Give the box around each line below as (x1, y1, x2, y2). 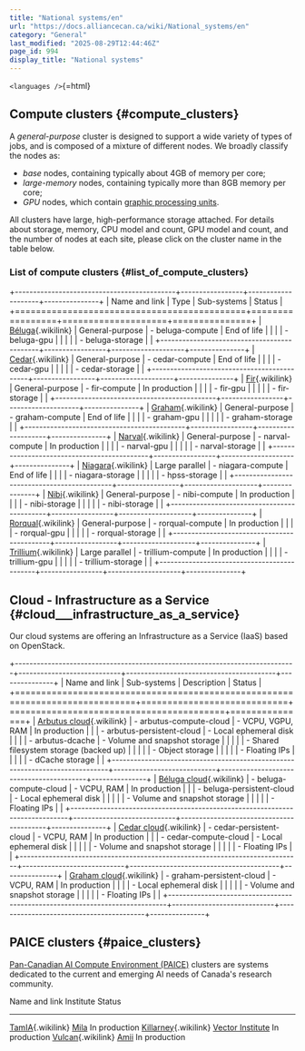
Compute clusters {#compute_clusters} (9, 106, 240, 123)
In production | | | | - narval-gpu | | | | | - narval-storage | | (49, 441, 266, 452)
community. (9, 977, 54, 989)
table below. (9, 242, 55, 254)
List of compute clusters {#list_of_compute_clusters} (9, 265, 250, 278)
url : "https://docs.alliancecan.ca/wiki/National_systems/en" (9, 22, 250, 31)
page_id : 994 (9, 47, 59, 56)
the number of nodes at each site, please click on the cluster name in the (9, 233, 282, 244)
